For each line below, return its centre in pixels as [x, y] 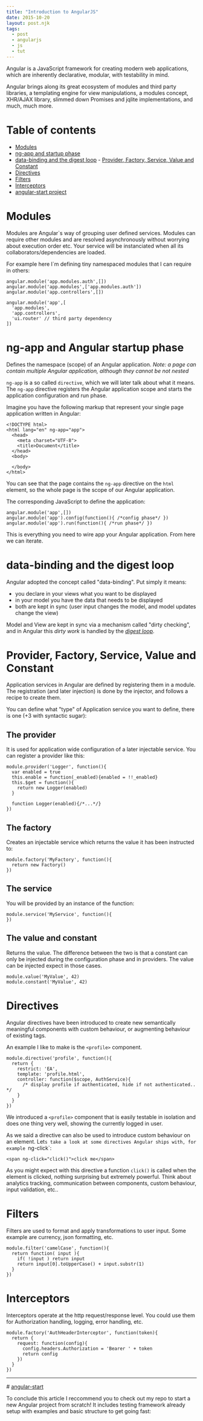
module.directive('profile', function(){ [59, 1058]
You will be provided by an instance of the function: [70, 903]
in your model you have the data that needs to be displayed [89, 600]
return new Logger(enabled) [52, 788]
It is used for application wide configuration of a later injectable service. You [101, 749]
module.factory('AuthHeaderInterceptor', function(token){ [82, 1333]
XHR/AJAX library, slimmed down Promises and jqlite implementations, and [100, 99]
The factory [29, 827]
